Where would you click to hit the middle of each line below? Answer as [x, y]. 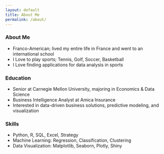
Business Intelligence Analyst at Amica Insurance [64, 99]
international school [33, 54]
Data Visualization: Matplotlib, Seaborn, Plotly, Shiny [67, 146]
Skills [12, 124]
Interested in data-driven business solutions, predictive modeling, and [86, 105]
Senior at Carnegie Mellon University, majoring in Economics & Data [84, 89]
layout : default [22, 10]
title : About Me [22, 15]
